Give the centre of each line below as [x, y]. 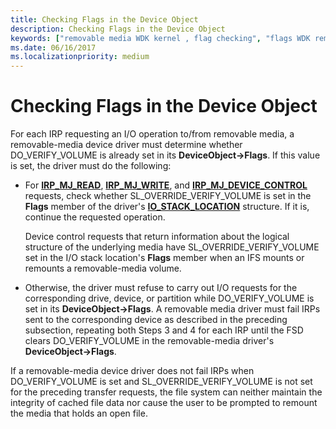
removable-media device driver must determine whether [126, 145]
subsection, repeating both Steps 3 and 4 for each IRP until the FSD [164, 330]
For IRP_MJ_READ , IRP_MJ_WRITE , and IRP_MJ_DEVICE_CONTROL [166, 185]
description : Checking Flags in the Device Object [118, 29]
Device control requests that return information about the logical [157, 237]
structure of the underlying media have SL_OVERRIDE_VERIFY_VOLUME [172, 247]
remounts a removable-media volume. [103, 268]
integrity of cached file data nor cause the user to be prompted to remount [164, 403]
